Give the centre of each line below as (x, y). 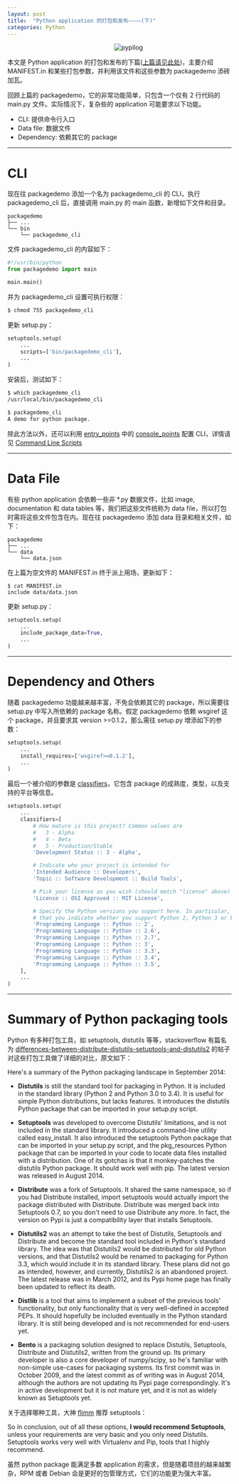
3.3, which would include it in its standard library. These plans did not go (124, 1264)
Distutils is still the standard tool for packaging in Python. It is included (121, 1086)
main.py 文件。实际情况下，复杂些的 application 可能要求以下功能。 (106, 104)
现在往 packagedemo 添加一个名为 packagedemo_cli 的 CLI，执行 (104, 194)
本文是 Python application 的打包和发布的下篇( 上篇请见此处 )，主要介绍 (110, 62)
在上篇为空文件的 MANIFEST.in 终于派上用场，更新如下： (91, 572)
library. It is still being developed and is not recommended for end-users (123, 1323)
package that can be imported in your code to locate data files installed (122, 1153)
